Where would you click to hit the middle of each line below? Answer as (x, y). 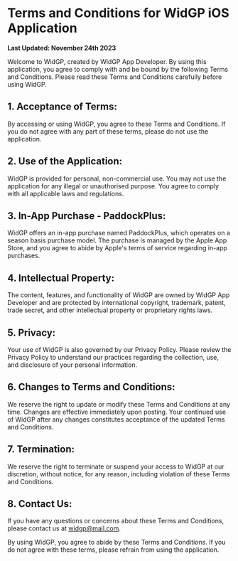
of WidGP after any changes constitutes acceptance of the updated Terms (116, 419)
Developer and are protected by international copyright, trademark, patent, (117, 303)
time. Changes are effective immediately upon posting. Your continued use (117, 412)
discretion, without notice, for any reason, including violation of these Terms (119, 474)
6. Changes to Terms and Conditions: (91, 387)
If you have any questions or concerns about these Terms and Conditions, (116, 521)
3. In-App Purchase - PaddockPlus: (87, 216)
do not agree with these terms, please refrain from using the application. (113, 550)
